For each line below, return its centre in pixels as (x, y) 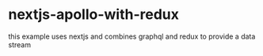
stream (20, 44)
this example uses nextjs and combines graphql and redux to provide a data (132, 36)
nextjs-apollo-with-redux (94, 15)
